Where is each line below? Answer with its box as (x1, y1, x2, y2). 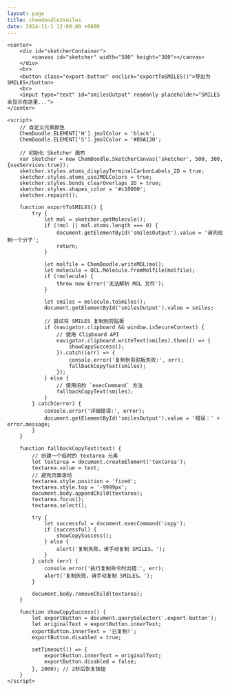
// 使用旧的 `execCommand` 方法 (56, 382, 143, 389)
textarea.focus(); (32, 496, 85, 503)
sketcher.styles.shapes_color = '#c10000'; (19, 186, 147, 193)
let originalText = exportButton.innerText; (32, 621, 162, 628)
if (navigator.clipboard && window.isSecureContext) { (43, 324, 205, 331)
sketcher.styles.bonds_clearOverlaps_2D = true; (19, 180, 162, 187)
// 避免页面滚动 (32, 472, 72, 479)
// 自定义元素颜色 (19, 124, 65, 131)
